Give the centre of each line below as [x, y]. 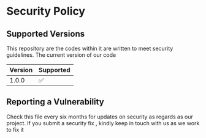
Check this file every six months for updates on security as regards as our [100, 117]
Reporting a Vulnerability [55, 102]
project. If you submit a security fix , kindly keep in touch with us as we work [103, 123]
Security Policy [46, 11]
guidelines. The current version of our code [61, 55]
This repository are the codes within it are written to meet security [90, 48]
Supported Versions [45, 34]
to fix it [15, 129]
